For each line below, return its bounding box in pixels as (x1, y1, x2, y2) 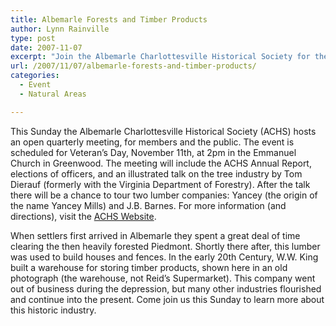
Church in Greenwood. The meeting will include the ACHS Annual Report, (10, 157, 312, 169)
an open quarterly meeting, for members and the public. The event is (10, 136, 295, 148)
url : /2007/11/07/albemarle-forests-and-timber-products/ (10, 61, 257, 71)
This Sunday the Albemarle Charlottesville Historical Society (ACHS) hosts (10, 125, 317, 137)
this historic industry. (10, 304, 97, 316)
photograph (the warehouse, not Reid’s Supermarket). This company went (10, 272, 316, 284)
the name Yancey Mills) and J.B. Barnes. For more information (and (10, 199, 287, 211)
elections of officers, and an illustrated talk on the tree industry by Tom (10, 167, 303, 180)
